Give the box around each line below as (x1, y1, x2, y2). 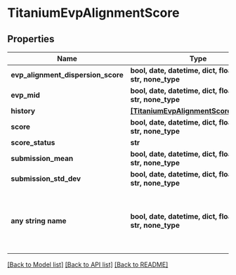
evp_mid (11, 90, 41, 100)
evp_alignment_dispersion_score (11, 70, 124, 79)
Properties (7, 33, 55, 45)
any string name (11, 216, 67, 226)
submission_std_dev (11, 174, 81, 184)
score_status (11, 138, 55, 147)
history (11, 106, 36, 115)
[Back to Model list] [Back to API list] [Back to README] (7, 260, 169, 269)
